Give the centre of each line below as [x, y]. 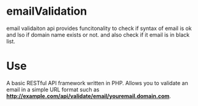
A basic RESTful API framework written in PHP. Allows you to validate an [97, 83]
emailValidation [47, 11]
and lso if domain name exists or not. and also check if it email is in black [98, 34]
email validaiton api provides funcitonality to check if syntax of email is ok [99, 28]
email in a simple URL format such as [53, 89]
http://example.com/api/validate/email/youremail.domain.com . [89, 96]
